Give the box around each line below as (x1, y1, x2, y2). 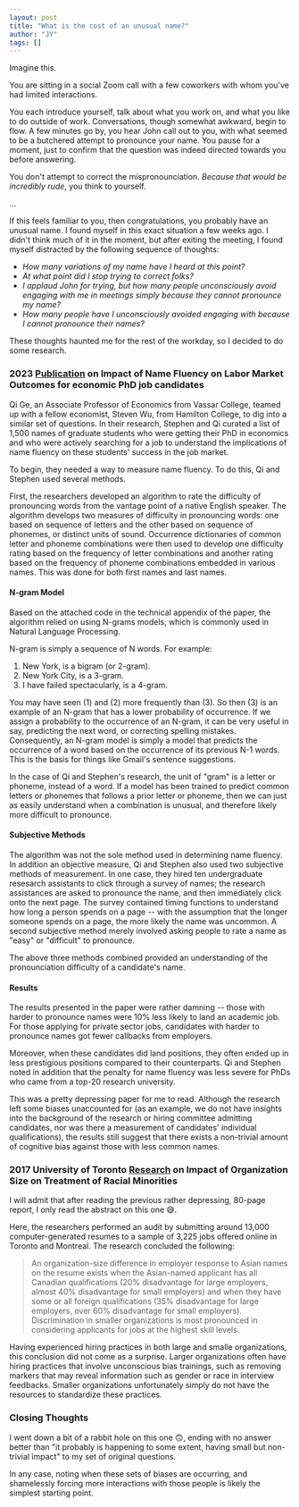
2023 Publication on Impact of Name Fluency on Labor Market (9, 367, 284, 380)
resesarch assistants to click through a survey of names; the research (9, 878, 266, 888)
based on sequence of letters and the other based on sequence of (9, 519, 253, 530)
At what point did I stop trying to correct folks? (21, 271, 195, 282)
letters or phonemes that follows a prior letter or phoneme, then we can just (9, 790, 287, 801)
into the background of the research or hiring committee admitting (9, 1113, 253, 1124)
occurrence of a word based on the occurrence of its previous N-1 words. (9, 744, 280, 755)
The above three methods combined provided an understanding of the (9, 952, 269, 963)
